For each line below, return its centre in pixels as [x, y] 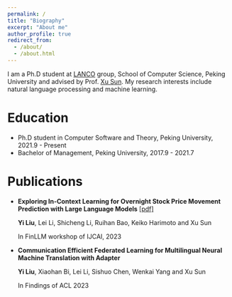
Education [38, 118]
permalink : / [27, 14]
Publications [45, 182]
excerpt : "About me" [38, 27]
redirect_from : [30, 41]
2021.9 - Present [42, 145]
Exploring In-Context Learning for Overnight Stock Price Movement [119, 201]
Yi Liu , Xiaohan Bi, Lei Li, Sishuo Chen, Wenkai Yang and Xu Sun [112, 271]
